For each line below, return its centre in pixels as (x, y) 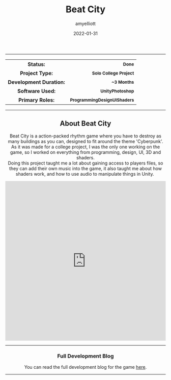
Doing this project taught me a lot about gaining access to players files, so (85, 163)
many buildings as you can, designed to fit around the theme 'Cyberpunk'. (85, 141)
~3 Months (123, 82)
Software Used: (36, 91)
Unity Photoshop (117, 91)
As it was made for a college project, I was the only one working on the (85, 147)
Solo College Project (113, 73)
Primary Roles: (37, 100)
